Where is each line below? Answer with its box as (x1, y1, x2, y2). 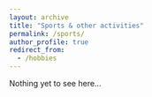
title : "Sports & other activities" (9, 21, 144, 30)
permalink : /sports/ (9, 29, 86, 38)
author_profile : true (9, 37, 89, 47)
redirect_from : (9, 46, 65, 55)
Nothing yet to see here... (9, 78, 102, 88)
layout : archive (9, 12, 69, 22)
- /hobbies (17, 54, 57, 63)
